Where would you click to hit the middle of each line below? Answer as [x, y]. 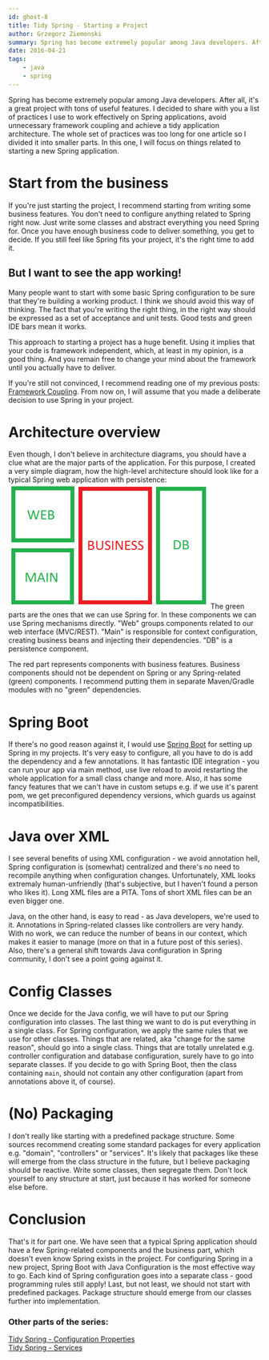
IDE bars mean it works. [48, 326]
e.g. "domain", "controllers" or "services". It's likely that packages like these [133, 1153]
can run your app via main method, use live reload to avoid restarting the [128, 770]
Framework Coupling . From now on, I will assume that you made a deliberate [134, 391]
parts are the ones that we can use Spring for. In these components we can [132, 615]
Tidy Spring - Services [45, 1348]
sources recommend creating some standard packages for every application [134, 1145]
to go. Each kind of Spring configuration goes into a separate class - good [130, 1276]
